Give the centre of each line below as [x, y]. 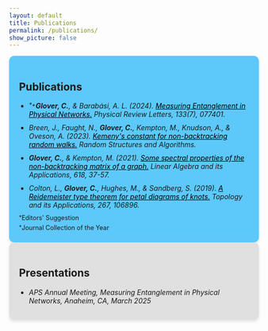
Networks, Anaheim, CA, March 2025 [90, 300]
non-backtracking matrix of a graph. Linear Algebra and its [126, 167]
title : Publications [43, 23]
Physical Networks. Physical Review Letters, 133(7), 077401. [127, 114]
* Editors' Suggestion [49, 218]
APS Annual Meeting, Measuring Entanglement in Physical [124, 292]
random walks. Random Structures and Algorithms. [113, 144]
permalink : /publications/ [54, 30]
